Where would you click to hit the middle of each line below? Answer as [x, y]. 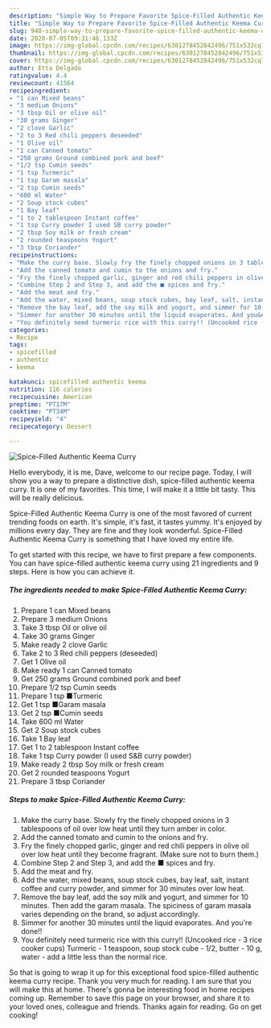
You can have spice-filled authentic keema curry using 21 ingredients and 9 [134, 563]
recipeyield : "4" [38, 419]
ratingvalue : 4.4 [38, 76]
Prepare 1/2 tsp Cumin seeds [69, 687]
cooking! [24, 1015]
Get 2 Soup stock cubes [61, 730]
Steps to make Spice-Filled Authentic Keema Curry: [97, 800]
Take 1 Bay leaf [46, 738]
